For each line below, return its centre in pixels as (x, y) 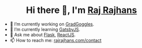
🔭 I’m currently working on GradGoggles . (52, 24)
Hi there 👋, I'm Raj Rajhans (81, 10)
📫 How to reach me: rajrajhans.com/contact (55, 40)
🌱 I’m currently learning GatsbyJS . (45, 29)
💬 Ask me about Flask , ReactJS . (43, 34)
